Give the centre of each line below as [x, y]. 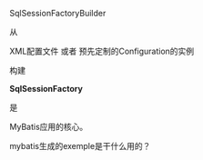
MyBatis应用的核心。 [49, 127]
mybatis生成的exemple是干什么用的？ [80, 146]
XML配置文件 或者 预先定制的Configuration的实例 [102, 51]
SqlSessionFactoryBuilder [58, 13]
